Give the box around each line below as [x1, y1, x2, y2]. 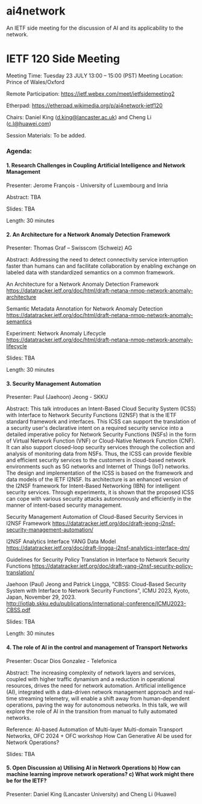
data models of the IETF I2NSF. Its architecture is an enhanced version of [6, 476, 188, 483]
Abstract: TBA [6, 194, 41, 200]
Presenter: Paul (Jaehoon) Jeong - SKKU [6, 394, 109, 401]
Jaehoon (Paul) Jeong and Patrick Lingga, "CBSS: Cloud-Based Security [6, 581, 187, 588]
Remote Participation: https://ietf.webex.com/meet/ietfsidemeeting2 [6, 90, 175, 97]
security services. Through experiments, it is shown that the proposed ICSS [6, 489, 194, 496]
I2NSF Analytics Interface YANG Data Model [6, 538, 116, 545]
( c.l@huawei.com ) [6, 120, 51, 127]
